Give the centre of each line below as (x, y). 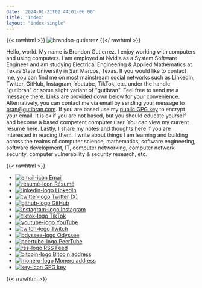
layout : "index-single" (36, 23)
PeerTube (70, 242)
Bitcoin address (72, 254)
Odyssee (68, 235)
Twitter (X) (65, 197)
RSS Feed (56, 248)
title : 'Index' (25, 17)
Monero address (76, 261)
